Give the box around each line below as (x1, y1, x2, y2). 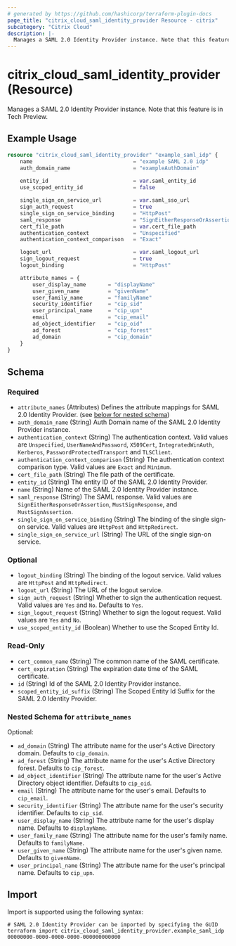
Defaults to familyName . (17, 838, 84, 847)
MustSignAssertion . (17, 508, 74, 516)
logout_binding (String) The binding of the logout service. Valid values (17, 571, 222, 580)
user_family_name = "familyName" (32, 294, 152, 301)
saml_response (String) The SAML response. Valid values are (17, 493, 192, 501)
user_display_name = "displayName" (32, 281, 156, 288)
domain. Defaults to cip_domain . (17, 748, 110, 757)
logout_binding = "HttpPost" (20, 262, 171, 269)
